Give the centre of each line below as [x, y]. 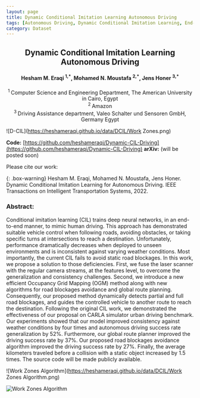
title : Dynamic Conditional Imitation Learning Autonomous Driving [92, 17]
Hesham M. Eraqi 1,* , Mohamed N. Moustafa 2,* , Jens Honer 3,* [100, 77]
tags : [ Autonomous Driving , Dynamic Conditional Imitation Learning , [94, 23]
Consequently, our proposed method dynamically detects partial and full [95, 295]
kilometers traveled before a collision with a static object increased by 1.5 [96, 353]
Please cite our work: [32, 167]
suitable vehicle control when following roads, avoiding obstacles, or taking [99, 232]
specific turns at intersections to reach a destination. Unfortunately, [89, 239]
